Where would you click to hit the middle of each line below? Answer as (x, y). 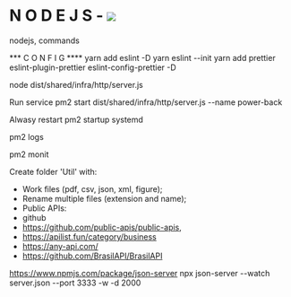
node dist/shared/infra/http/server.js (76, 84)
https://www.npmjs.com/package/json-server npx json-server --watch (140, 273)
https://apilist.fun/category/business (89, 236)
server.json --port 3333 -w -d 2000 (75, 283)
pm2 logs (27, 136)
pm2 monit (29, 154)
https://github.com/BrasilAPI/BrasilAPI (92, 256)
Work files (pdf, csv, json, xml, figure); (92, 188)
